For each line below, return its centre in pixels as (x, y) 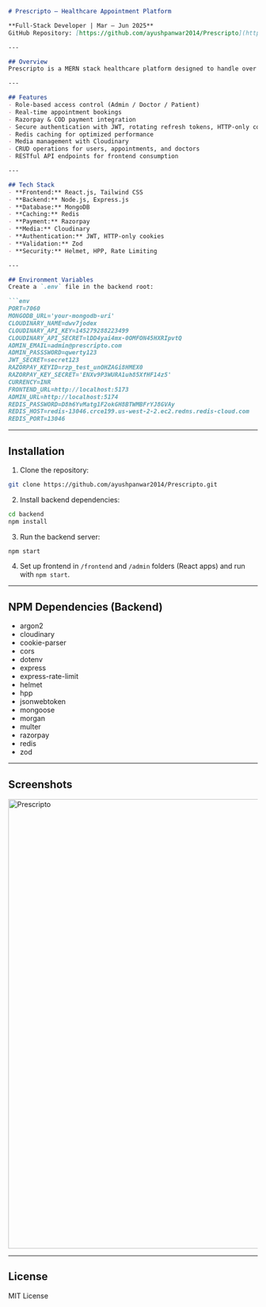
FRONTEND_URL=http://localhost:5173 (68, 389)
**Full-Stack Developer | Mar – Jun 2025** (81, 25)
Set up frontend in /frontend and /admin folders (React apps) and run (132, 566)
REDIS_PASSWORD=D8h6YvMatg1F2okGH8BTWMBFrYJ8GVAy (92, 404)
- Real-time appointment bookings (65, 112)
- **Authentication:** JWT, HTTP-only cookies (86, 237)
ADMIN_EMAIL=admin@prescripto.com (65, 345)
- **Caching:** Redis (44, 214)
